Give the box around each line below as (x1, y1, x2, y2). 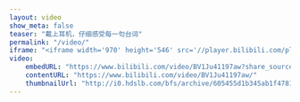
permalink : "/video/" (9, 37, 90, 47)
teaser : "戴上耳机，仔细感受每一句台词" (9, 29, 143, 38)
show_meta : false (9, 21, 74, 30)
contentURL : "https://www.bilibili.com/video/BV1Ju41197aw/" (25, 71, 257, 80)
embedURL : (25, 63, 62, 72)
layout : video (9, 12, 62, 22)
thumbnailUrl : (25, 79, 78, 88)
